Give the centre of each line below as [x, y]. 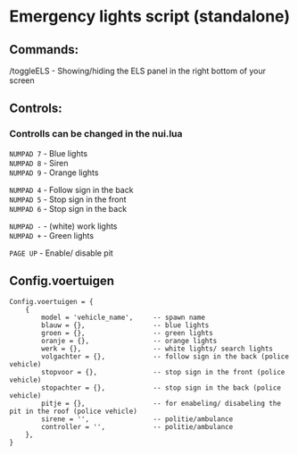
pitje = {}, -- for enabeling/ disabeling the [161, 403]
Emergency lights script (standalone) [149, 17]
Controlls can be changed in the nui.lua [96, 134]
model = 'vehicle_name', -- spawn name [123, 317]
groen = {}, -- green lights [128, 333]
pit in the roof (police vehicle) [74, 411]
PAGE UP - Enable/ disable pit [61, 253]
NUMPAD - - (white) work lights [63, 226]
